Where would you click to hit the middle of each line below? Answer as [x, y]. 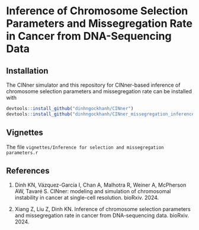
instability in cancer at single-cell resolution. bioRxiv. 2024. [87, 198]
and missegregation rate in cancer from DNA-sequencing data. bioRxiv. [102, 216]
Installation [27, 70]
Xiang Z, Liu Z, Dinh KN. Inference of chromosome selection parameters [103, 209]
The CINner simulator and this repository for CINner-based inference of [93, 85]
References [28, 171]
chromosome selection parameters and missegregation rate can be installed [99, 91]
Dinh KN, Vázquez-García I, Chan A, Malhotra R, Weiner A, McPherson [100, 185]
